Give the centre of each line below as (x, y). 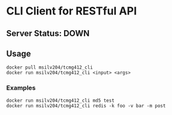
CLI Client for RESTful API (72, 11)
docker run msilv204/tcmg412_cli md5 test (60, 101)
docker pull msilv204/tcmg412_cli (50, 67)
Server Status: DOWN (48, 33)
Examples (21, 88)
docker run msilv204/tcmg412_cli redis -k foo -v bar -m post (86, 106)
